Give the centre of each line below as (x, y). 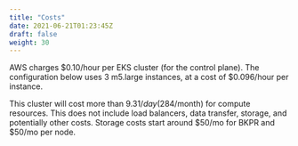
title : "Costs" (37, 17)
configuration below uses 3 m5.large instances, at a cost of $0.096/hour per (149, 77)
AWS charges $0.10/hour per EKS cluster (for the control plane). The (134, 68)
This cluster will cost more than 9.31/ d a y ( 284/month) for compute (130, 104)
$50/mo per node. (43, 132)
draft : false (33, 34)
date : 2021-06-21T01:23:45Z (61, 26)
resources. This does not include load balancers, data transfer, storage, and (148, 113)
